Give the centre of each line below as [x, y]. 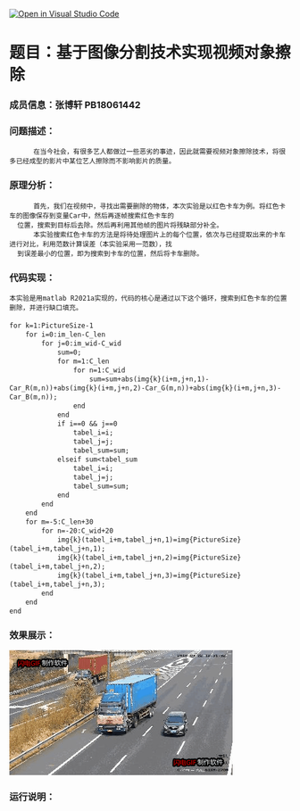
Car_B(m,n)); [33, 397]
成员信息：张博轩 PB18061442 [75, 105]
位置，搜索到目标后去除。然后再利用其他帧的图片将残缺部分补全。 [120, 225]
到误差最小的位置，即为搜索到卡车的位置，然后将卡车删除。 [110, 253]
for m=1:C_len [83, 361]
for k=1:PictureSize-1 [51, 326]
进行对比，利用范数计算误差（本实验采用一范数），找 [91, 244]
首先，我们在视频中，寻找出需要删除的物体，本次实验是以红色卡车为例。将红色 [156, 206]
